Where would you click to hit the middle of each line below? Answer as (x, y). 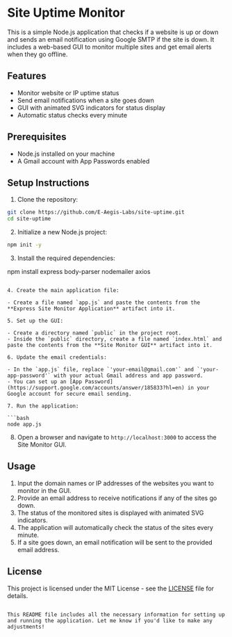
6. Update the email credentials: (57, 357)
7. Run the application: (43, 406)
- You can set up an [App (44, 382)
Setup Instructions (48, 183)
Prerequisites (37, 137)
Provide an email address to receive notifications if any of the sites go (117, 498)
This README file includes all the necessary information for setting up (116, 614)
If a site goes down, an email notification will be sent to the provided (115, 542)
